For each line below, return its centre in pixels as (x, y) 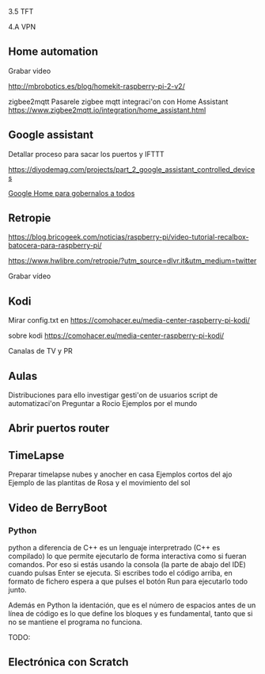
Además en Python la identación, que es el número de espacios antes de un (132, 605)
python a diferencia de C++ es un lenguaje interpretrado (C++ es (114, 547)
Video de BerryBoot (58, 508)
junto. (17, 589)
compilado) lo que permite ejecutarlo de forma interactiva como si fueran (127, 556)
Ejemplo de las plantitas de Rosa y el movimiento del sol (99, 483)
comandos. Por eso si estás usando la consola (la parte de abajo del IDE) (127, 564)
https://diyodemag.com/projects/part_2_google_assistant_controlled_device (132, 169)
